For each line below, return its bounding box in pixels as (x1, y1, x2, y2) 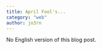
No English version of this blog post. (6, 36, 97, 44)
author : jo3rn (6, 20, 42, 26)
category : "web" (6, 14, 47, 20)
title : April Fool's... (6, 8, 66, 15)
